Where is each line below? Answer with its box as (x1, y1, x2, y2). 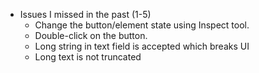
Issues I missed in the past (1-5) (19, 9, 152, 20)
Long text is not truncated (34, 51, 142, 63)
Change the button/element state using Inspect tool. (34, 19, 250, 31)
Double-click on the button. (34, 30, 148, 41)
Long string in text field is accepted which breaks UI (34, 40, 250, 52)
